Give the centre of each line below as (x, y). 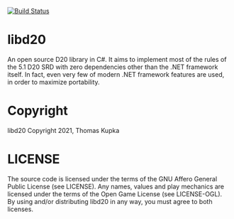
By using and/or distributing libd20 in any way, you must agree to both (110, 201)
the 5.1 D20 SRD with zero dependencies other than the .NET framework (113, 67)
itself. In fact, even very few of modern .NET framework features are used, (116, 74)
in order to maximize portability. (54, 82)
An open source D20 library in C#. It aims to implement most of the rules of (117, 59)
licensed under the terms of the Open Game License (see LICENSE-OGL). (115, 194)
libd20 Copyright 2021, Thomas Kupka (63, 130)
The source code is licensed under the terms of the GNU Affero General (112, 178)
